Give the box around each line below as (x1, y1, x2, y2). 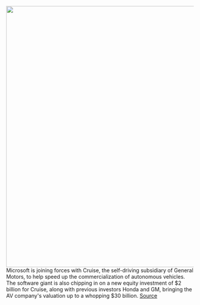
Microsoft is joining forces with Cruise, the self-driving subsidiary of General (6, 267, 193, 274)
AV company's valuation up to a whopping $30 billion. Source (6, 292, 158, 299)
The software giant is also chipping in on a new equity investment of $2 (6, 279, 182, 286)
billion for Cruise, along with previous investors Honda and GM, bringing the (6, 286, 192, 292)
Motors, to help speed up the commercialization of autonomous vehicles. (6, 273, 186, 280)
